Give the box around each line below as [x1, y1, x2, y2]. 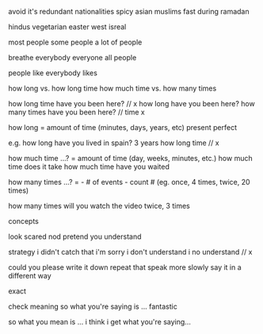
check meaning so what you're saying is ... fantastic [8, 301, 178, 311]
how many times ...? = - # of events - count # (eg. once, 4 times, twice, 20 [8, 178, 251, 186]
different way [8, 271, 51, 280]
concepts [8, 217, 40, 225]
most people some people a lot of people [8, 37, 143, 47]
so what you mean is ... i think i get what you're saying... [8, 317, 192, 326]
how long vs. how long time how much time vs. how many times [8, 83, 217, 93]
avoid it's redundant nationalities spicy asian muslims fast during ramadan [8, 7, 250, 16]
